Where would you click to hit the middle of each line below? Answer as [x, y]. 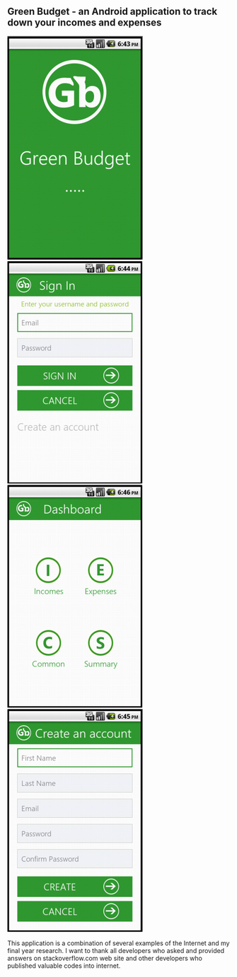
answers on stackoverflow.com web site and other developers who [105, 958]
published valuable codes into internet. [64, 966]
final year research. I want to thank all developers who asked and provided [116, 950]
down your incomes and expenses [85, 23]
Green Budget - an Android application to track [112, 12]
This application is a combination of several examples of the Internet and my [118, 943]
